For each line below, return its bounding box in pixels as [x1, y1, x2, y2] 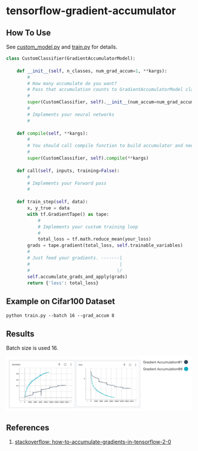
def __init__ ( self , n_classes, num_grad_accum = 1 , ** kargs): [16, 68, 167, 74]
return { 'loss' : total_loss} [27, 280, 99, 286]
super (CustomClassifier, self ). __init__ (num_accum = [27, 99, 157, 105]
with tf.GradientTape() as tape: [27, 211, 110, 217]
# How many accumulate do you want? [27, 80, 117, 86]
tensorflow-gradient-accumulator [6, 4, 176, 18]
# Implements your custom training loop [37, 223, 138, 230]
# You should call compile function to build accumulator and [27, 143, 183, 149]
